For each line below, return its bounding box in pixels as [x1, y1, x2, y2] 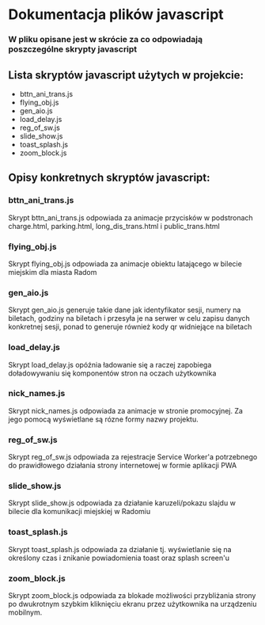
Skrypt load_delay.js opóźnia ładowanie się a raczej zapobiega [8, 360, 212, 369]
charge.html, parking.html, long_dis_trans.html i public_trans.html [8, 221, 220, 231]
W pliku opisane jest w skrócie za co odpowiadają [8, 34, 203, 45]
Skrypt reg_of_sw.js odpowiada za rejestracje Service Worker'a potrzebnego [8, 452, 258, 462]
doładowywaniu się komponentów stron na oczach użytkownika [8, 368, 217, 378]
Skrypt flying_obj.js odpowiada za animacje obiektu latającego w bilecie [8, 259, 243, 269]
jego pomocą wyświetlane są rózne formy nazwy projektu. [8, 414, 199, 424]
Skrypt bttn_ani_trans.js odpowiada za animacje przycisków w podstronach [8, 212, 253, 223]
